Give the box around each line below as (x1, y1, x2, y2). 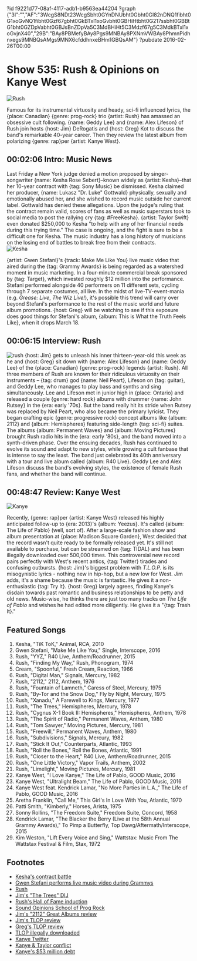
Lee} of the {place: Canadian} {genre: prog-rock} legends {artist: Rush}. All (6, 364, 188, 371)
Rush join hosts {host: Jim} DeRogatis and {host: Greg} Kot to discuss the (6, 125, 184, 132)
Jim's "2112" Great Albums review (15, 910, 97, 918)
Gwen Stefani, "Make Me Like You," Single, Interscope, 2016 (15, 647, 161, 654)
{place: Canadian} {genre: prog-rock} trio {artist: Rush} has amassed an (6, 112, 181, 119)
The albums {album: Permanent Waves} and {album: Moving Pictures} (6, 426, 176, 434)
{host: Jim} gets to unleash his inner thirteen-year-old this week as (25, 351, 186, 359)
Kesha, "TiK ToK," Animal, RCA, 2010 (15, 641, 104, 648)
